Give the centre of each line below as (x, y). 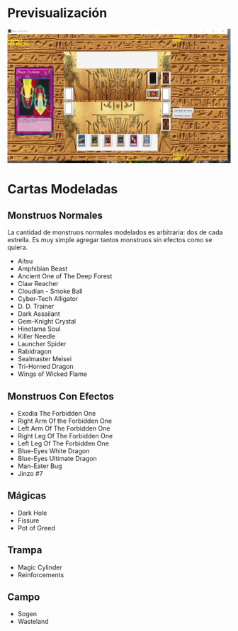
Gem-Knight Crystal (47, 322)
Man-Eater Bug (40, 466)
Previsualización (57, 13)
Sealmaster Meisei (45, 359)
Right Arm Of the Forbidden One (64, 421)
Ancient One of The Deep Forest (65, 276)
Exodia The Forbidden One (57, 414)
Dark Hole (32, 513)
